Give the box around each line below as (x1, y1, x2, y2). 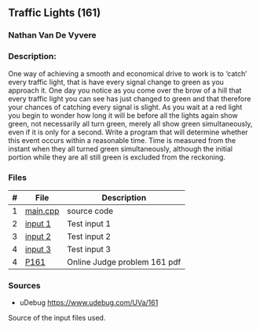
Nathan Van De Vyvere (8, 30, 97, 41)
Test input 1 (66, 218, 112, 229)
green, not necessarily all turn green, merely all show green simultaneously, (8, 119, 253, 128)
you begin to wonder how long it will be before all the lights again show (8, 110, 238, 120)
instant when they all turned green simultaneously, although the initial (8, 144, 233, 153)
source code (66, 205, 114, 216)
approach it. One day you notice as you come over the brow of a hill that (8, 86, 242, 95)
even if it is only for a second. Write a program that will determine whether (8, 127, 249, 137)
